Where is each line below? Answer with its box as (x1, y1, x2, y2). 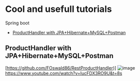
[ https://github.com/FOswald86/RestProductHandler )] (5, 65, 116, 71)
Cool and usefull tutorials (5, 3, 112, 15)
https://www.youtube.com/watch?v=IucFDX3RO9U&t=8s (5, 70, 122, 76)
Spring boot (5, 20, 30, 26)
